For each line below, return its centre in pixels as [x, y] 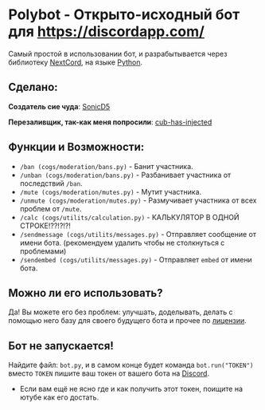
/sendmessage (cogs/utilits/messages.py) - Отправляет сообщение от [138, 234]
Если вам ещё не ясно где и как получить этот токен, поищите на [131, 389]
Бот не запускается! [61, 346]
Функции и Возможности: [76, 147]
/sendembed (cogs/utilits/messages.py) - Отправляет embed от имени [136, 259]
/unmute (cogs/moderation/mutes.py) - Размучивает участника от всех [138, 200]
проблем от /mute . [51, 208]
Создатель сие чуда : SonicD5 [59, 106]
